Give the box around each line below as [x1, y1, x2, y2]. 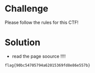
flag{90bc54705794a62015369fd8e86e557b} [5, 63, 91, 68]
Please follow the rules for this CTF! [5, 19, 79, 25]
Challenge [5, 3, 49, 14]
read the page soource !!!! [12, 53, 66, 59]
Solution [5, 37, 41, 48]
